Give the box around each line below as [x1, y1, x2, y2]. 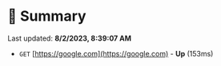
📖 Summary [7, 7, 86, 25]
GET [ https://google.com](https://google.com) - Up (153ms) [18, 49, 214, 58]
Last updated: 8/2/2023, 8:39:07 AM [7, 33, 132, 43]
